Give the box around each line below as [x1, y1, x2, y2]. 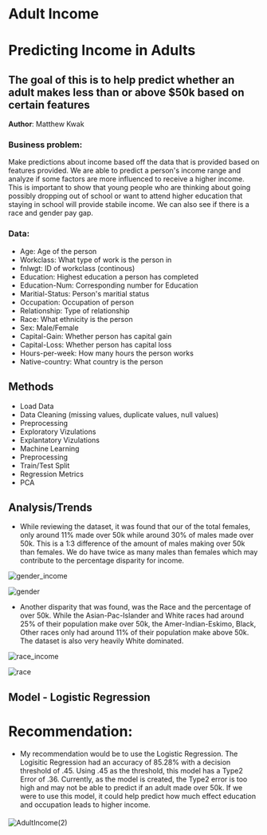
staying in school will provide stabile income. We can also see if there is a [8, 200, 249, 209]
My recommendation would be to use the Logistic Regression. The [19, 749, 238, 758]
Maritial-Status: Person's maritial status [19, 288, 150, 298]
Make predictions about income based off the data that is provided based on [8, 157, 260, 167]
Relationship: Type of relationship [19, 305, 130, 316]
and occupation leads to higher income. [19, 800, 151, 809]
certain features [8, 97, 90, 112]
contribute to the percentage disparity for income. [19, 556, 185, 566]
